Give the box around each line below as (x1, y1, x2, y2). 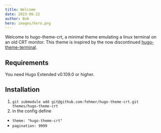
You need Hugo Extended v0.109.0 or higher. (5, 72, 95, 77)
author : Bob (5, 16, 29, 21)
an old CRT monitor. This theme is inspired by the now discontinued (5, 39, 141, 45)
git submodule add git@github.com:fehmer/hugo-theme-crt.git (12, 99, 139, 104)
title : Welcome (5, 7, 36, 12)
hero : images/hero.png (5, 20, 51, 26)
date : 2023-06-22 (5, 12, 40, 17)
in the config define (12, 108, 52, 114)
